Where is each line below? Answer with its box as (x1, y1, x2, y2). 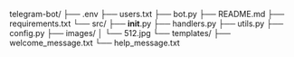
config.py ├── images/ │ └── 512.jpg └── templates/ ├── (9, 28, 231, 38)
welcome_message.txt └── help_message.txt (9, 37, 181, 48)
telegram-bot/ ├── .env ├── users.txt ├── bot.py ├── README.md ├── (9, 9, 285, 19)
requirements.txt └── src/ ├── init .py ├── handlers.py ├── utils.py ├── (9, 18, 284, 29)
